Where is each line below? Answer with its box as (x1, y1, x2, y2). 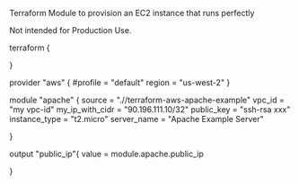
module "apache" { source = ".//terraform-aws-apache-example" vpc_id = (9, 94, 285, 105)
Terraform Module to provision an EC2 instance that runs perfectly (9, 8, 255, 18)
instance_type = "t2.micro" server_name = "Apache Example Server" (9, 114, 265, 124)
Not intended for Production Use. (9, 25, 132, 35)
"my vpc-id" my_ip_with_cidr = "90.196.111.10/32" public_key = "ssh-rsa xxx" (9, 104, 291, 115)
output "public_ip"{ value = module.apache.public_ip (9, 148, 205, 159)
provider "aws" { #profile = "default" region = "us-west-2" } (9, 77, 231, 88)
